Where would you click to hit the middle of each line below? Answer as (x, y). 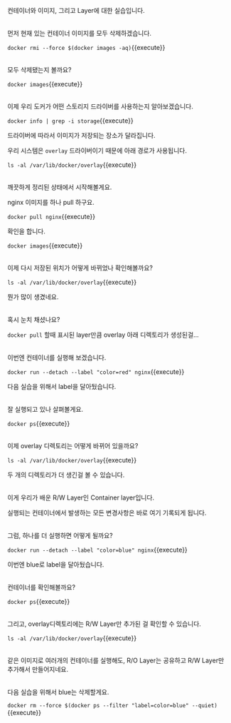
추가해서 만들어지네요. (38, 669)
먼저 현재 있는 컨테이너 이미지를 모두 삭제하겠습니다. (79, 33)
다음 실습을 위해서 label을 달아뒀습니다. (62, 386)
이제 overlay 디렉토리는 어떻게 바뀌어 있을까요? (73, 446)
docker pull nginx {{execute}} (52, 217)
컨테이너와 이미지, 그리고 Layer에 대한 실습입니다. (76, 10)
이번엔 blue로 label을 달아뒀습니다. (56, 565)
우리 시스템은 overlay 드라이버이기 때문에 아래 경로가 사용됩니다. (97, 151)
